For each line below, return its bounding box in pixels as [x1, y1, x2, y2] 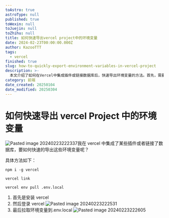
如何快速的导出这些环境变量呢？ [22, 147, 89, 153]
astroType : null [5, 12, 39, 17]
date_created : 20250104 [5, 82, 55, 87]
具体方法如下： [5, 157, 36, 164]
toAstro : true [5, 7, 35, 13]
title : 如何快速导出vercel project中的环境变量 [5, 36, 98, 41]
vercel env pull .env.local [5, 185, 64, 190]
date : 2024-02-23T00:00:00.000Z [5, 40, 73, 45]
